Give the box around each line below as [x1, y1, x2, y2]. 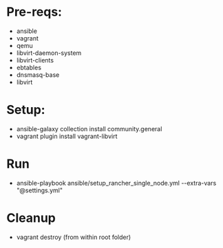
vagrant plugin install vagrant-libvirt [16, 132, 118, 140]
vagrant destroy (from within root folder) [16, 233, 131, 241]
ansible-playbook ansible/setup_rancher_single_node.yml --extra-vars [16, 179, 217, 187]
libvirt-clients [16, 56, 54, 64]
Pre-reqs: [6, 4, 63, 20]
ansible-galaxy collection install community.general [16, 124, 162, 133]
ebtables [16, 63, 42, 71]
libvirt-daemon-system [16, 49, 82, 57]
